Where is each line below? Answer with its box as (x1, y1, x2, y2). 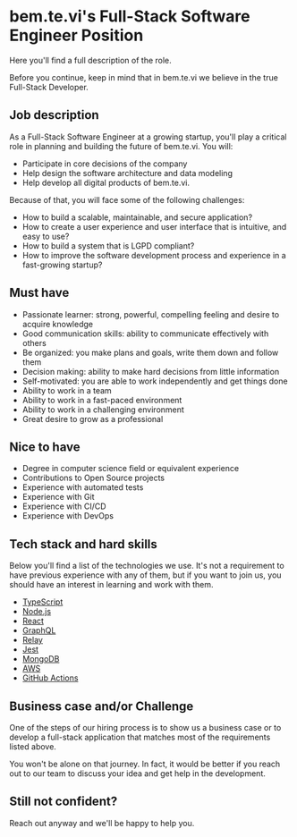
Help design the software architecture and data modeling (21, 167, 233, 178)
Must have (9, 285, 70, 300)
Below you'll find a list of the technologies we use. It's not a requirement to (9, 561, 284, 571)
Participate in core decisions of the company (21, 158, 188, 169)
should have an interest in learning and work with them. (9, 579, 214, 590)
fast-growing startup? (21, 259, 103, 270)
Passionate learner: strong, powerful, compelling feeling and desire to (21, 309, 280, 319)
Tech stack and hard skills (9, 537, 158, 552)
